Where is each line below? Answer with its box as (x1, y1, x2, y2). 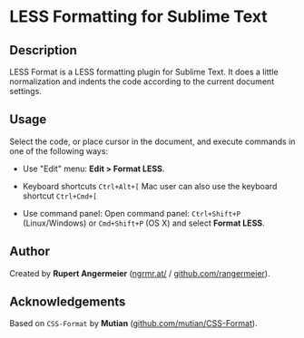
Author (9, 244, 50, 259)
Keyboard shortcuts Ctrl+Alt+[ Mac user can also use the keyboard (22, 180, 278, 191)
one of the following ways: (9, 145, 109, 156)
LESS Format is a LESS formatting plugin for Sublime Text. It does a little (9, 66, 279, 77)
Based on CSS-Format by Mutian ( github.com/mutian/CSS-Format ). (9, 318, 258, 329)
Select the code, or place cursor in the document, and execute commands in (9, 136, 296, 147)
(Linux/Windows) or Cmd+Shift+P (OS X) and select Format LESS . (22, 217, 265, 228)
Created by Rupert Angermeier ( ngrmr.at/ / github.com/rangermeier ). (9, 267, 270, 278)
